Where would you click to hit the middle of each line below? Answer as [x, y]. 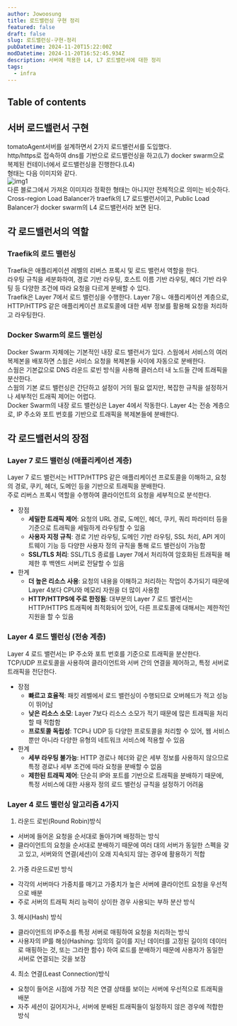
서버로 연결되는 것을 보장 [52, 959]
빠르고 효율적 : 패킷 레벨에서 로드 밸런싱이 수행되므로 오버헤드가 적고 [121, 695]
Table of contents [47, 102]
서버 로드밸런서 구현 [48, 128]
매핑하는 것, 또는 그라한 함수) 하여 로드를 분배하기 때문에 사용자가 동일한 [125, 949]
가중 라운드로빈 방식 [45, 869]
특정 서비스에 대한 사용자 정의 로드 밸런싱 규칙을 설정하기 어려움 [116, 784]
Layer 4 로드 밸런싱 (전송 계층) [57, 637]
